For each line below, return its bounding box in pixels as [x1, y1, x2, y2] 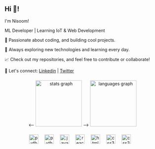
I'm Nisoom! [4, 18, 29, 24]
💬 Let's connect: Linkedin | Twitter [4, 67, 75, 74]
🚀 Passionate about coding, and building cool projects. [4, 37, 116, 43]
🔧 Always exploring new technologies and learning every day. [4, 46, 130, 52]
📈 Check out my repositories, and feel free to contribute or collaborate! [4, 56, 150, 62]
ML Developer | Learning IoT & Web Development [4, 28, 105, 33]
